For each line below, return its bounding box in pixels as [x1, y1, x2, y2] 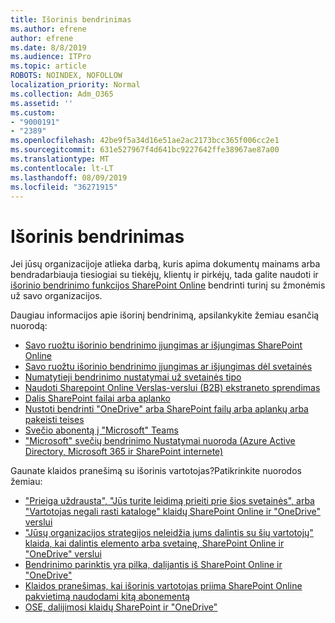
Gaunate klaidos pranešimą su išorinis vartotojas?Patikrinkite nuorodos [10, 465, 302, 477]
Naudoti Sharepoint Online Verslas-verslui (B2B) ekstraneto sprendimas [24, 382, 321, 394]
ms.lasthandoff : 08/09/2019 [10, 172, 128, 183]
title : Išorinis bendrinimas [10, 14, 132, 25]
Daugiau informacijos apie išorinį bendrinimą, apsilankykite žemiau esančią [10, 309, 320, 321]
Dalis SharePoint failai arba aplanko [24, 392, 172, 405]
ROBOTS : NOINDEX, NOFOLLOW [10, 71, 123, 81]
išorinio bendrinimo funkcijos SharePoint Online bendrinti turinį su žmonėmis [10, 279, 326, 291]
